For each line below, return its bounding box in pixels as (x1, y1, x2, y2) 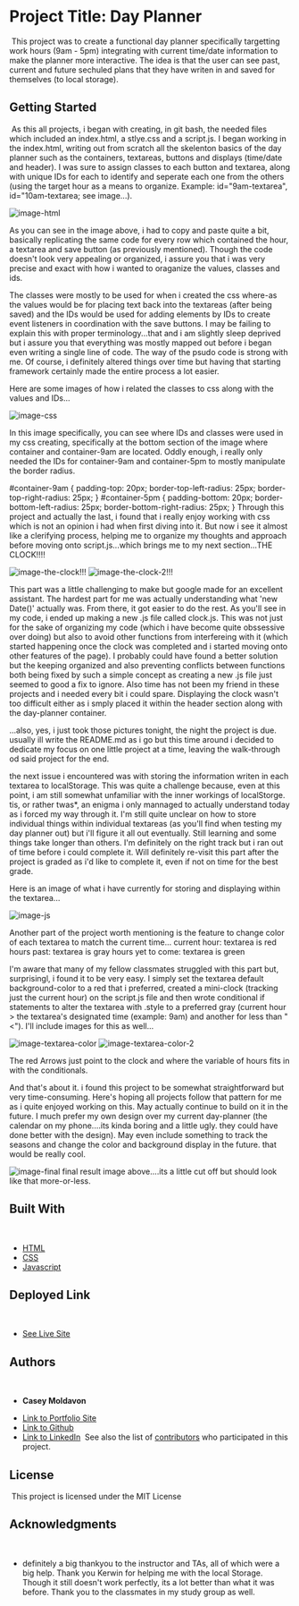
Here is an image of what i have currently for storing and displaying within (9, 883, 281, 894)
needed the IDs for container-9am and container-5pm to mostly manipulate (9, 455, 286, 466)
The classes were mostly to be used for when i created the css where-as (9, 289, 278, 301)
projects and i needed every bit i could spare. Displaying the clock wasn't (9, 688, 279, 699)
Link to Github (21, 1423, 74, 1433)
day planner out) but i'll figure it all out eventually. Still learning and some (9, 828, 277, 838)
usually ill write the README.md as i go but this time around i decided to (9, 734, 274, 744)
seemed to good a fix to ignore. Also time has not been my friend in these (9, 678, 279, 690)
